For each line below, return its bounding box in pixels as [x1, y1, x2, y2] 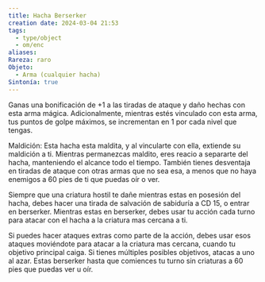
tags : [8, 26, 26, 34]
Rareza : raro [8, 56, 52, 64]
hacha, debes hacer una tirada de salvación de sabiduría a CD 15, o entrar [8, 198, 250, 207]
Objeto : [8, 64, 34, 71]
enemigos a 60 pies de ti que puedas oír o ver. [8, 174, 160, 183]
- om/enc [15, 41, 44, 49]
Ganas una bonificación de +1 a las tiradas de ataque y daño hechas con [8, 100, 246, 110]
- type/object [15, 33, 62, 42]
